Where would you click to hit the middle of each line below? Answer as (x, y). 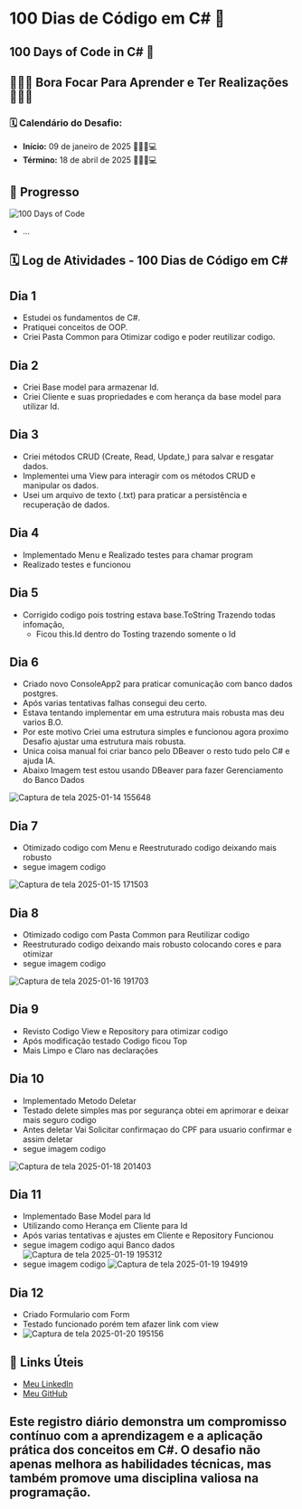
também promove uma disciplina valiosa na (134, 1479)
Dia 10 (27, 1079)
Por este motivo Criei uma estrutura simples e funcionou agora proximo (156, 732)
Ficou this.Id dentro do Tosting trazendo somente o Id (136, 634)
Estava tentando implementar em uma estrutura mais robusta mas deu (153, 712)
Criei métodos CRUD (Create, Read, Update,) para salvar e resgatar (148, 457)
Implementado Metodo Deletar (80, 1100)
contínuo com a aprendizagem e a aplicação (137, 1436)
